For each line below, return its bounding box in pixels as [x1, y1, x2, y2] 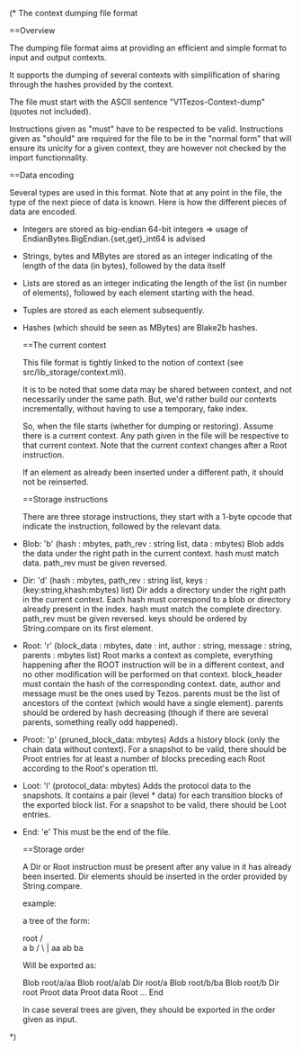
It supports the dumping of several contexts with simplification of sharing [9, 69, 280, 80]
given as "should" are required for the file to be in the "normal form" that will [9, 133, 292, 143]
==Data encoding [9, 170, 75, 180]
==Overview [9, 25, 56, 35]
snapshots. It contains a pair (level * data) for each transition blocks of [22, 790, 283, 801]
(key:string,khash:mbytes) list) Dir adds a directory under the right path [22, 584, 286, 595]
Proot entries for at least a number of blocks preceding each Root [22, 754, 266, 764]
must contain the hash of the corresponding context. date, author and [22, 679, 281, 689]
